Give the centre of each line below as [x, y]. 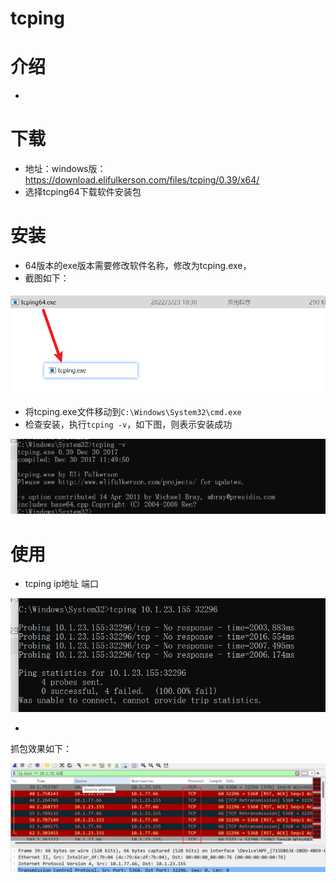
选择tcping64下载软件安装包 [83, 192]
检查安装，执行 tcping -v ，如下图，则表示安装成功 [128, 424]
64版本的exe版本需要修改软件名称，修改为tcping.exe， [138, 265]
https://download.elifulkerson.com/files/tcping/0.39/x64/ [142, 180]
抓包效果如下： [41, 748]
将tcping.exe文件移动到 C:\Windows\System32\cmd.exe [133, 412]
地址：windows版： [65, 169]
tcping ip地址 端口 [61, 584]
